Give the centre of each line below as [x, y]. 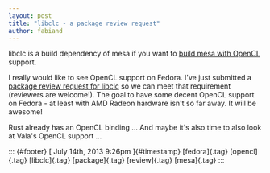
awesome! [25, 112]
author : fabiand [35, 31]
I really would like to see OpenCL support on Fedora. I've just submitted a [130, 78]
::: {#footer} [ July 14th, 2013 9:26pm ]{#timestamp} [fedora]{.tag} [118, 152]
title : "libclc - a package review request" [84, 23]
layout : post [30, 16]
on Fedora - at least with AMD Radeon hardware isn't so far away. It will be [132, 103]
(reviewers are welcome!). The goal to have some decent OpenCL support [131, 95]
